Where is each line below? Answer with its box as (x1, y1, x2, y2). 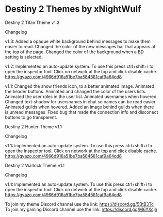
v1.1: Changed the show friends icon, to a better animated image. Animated (5, 83, 154, 89)
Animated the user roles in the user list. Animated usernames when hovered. (5, 94, 158, 99)
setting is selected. (5, 54, 43, 59)
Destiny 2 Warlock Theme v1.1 (5, 162, 65, 168)
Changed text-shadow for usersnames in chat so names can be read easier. (5, 99, 157, 104)
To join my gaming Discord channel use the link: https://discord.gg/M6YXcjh (5, 206, 158, 212)
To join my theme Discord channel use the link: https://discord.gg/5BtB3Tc (5, 201, 154, 207)
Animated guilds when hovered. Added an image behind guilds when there (5, 104, 154, 110)
